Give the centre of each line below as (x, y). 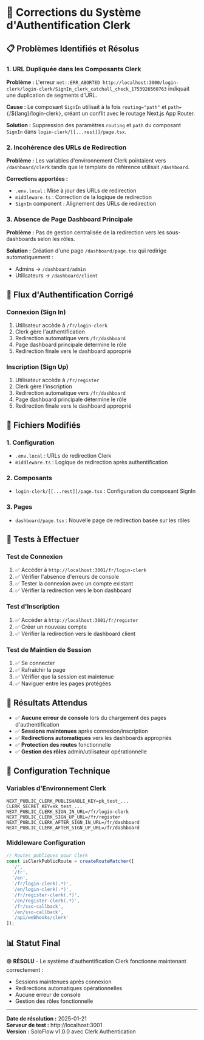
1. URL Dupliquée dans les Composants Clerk (74, 69)
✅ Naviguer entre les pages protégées (63, 683)
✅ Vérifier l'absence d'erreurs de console (67, 577)
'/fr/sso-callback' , (38, 906)
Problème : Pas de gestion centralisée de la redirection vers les (86, 232)
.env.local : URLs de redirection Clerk (63, 456)
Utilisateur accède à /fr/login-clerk (61, 326)
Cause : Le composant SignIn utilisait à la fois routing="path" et (87, 106)
